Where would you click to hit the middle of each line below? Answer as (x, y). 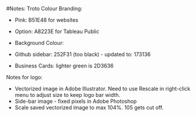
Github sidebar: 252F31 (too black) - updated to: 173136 (83, 54)
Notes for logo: (25, 77)
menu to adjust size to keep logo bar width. (67, 95)
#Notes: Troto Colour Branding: (44, 9)
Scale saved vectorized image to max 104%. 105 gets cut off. (89, 108)
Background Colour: (39, 43)
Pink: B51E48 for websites (46, 20)
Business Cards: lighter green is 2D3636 (64, 66)
